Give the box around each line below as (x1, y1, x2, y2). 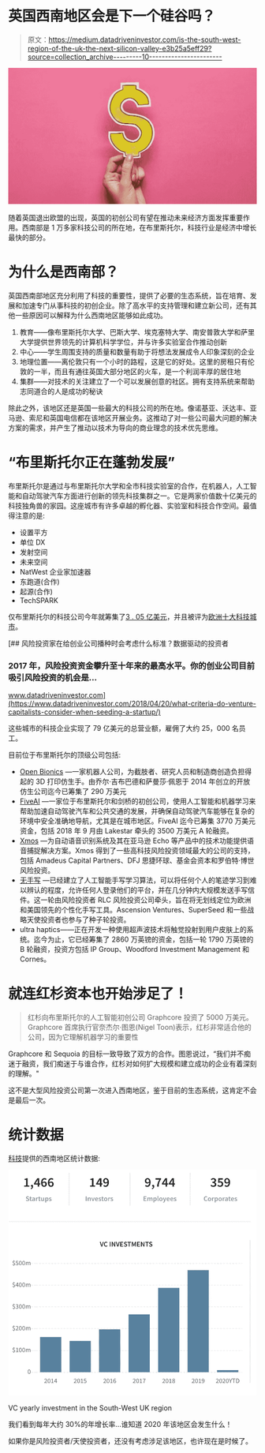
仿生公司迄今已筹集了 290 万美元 (19, 787, 127, 796)
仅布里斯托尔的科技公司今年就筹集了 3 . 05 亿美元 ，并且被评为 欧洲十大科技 (8, 612, 250, 621)
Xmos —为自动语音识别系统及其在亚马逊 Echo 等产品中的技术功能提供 (19, 836, 248, 845)
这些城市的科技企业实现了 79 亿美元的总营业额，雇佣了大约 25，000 (8, 724, 230, 733)
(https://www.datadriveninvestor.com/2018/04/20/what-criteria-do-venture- (8, 699, 256, 709)
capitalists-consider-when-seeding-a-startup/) (8, 707, 162, 717)
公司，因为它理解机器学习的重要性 (27, 1032, 139, 1042)
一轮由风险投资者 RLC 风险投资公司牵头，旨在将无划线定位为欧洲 (40, 895, 252, 904)
